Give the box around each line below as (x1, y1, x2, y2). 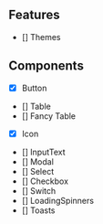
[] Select (21, 165, 55, 176)
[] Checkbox (21, 176, 69, 187)
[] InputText (21, 146, 66, 157)
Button (21, 82, 47, 93)
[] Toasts (21, 205, 56, 216)
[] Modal (21, 155, 54, 167)
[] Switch (21, 185, 57, 196)
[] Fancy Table (21, 110, 77, 122)
